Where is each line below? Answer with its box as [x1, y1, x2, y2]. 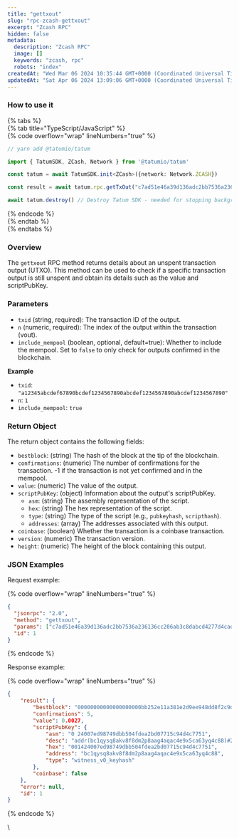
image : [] [14, 51, 43, 58]
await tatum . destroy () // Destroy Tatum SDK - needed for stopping [7, 197, 212, 204]
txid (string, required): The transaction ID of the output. [17, 315, 181, 324]
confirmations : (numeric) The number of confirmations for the [17, 459, 201, 467]
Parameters [7, 299, 48, 309]
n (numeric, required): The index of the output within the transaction [17, 323, 217, 331]
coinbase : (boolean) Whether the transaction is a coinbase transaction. [17, 526, 225, 535]
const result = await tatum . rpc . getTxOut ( [7, 184, 135, 191]
